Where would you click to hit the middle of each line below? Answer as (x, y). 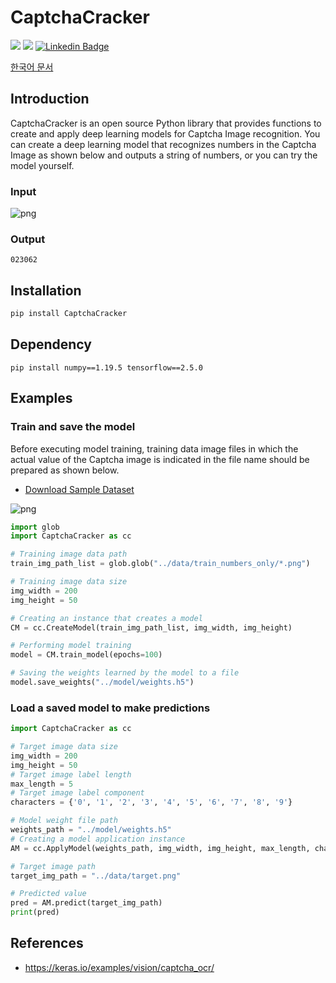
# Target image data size (64, 747)
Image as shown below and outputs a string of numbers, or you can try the (164, 155)
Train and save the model (73, 427)
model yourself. (42, 165)
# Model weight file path (64, 821)
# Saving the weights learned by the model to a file (125, 673)
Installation (46, 290)
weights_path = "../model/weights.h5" (91, 830)
